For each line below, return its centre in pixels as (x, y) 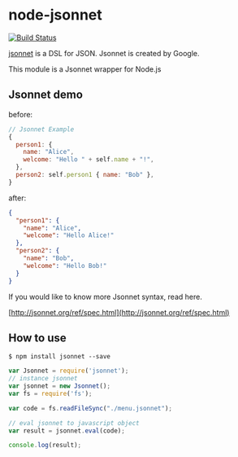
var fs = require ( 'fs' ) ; (50, 393)
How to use (37, 338)
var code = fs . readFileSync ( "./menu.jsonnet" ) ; (91, 408)
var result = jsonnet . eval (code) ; (67, 431)
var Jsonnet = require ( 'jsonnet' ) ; (69, 371)
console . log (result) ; (45, 446)
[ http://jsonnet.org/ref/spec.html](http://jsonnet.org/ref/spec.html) (119, 312)
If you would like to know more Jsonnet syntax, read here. (106, 297)
